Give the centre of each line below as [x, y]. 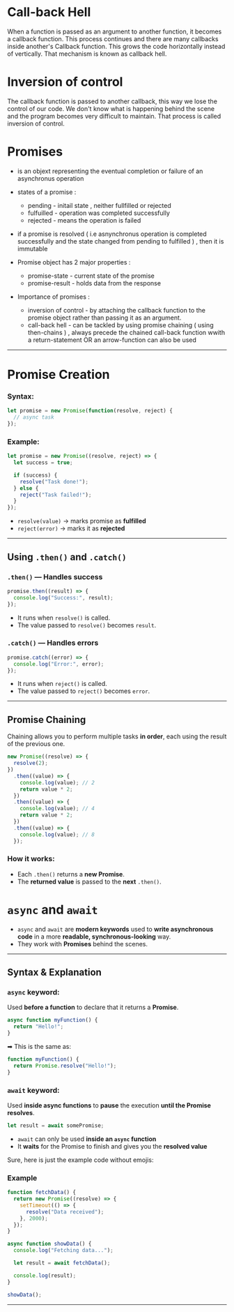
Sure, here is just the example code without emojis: [80, 1160]
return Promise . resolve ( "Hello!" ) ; [65, 1066]
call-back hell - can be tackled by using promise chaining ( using [120, 325]
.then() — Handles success [55, 576]
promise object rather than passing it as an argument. [104, 318]
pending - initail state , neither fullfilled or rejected [100, 205]
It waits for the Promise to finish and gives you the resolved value [112, 1146]
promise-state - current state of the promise [91, 276]
